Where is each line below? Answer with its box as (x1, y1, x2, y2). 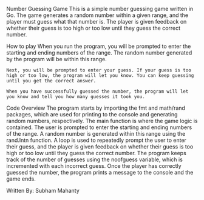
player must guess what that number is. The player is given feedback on (6, 18, 187, 25)
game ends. (6, 175, 36, 182)
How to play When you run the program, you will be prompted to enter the (6, 42, 191, 50)
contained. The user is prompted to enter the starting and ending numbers (6, 124, 192, 131)
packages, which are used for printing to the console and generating (6, 111, 178, 118)
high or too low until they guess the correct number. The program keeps (6, 150, 186, 156)
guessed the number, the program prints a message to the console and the (6, 169, 194, 176)
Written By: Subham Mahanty (6, 187, 80, 194)
